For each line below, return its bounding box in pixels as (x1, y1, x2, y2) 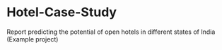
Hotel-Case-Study (6, 4, 117, 20)
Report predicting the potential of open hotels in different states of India (6, 27, 216, 36)
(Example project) (6, 35, 59, 43)
